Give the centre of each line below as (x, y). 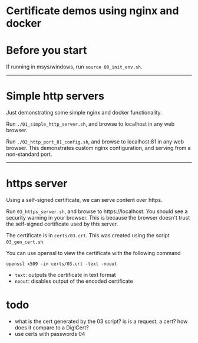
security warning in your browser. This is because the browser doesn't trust (98, 218)
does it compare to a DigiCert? (52, 327)
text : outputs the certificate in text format (65, 275)
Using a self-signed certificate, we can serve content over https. (84, 200)
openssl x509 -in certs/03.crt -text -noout (62, 264)
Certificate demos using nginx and (93, 11)
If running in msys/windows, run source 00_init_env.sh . (74, 67)
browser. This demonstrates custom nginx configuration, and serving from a (98, 148)
